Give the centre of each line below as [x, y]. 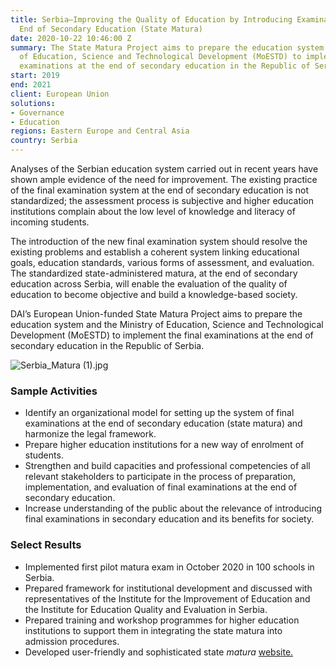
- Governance [37, 112]
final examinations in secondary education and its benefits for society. [169, 519]
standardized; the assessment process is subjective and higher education [162, 200]
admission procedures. [72, 641]
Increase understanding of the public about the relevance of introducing [173, 508]
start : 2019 [35, 76]
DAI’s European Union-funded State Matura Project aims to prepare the [156, 314]
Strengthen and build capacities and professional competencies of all [167, 466]
